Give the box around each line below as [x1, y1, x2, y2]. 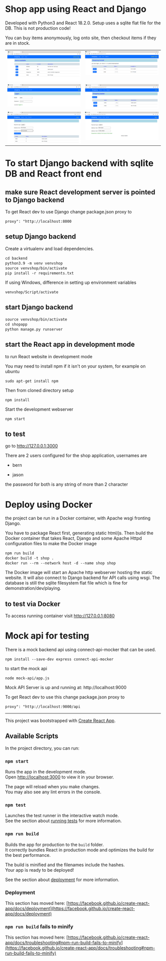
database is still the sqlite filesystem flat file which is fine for [5, 580, 128, 586]
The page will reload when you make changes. [5, 784, 100, 790]
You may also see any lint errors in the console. [5, 789, 101, 795]
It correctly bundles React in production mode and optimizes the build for [5, 847, 154, 853]
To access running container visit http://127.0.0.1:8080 [5, 613, 115, 619]
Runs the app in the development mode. [5, 769, 86, 775]
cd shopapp [5, 321, 28, 327]
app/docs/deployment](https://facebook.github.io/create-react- [5, 905, 135, 911]
